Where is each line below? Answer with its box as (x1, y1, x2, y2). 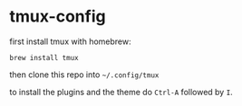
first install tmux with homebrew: (9, 36, 131, 47)
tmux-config (9, 6, 106, 27)
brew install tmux (9, 53, 79, 62)
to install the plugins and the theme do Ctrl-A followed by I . (9, 86, 233, 97)
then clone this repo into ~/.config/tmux (9, 69, 160, 80)
